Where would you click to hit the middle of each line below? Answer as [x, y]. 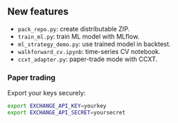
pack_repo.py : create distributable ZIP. [74, 28]
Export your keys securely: [47, 93]
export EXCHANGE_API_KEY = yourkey [57, 106]
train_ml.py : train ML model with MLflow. [79, 36]
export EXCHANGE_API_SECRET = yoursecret [67, 112]
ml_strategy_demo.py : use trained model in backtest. [94, 44]
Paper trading [31, 77]
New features [38, 12]
